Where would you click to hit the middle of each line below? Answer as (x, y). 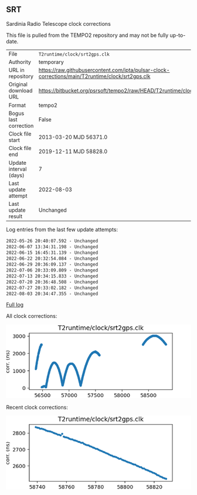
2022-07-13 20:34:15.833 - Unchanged (52, 276)
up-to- (178, 35)
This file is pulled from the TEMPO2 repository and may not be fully (87, 35)
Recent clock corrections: (37, 408)
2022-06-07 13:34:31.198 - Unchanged (52, 247)
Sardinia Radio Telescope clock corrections (59, 23)
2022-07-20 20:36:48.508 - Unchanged (52, 282)
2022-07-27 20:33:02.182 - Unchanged (52, 288)
